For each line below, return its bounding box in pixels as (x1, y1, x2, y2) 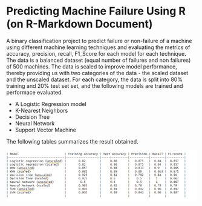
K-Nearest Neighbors (15, 107, 68, 114)
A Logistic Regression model (15, 100, 86, 107)
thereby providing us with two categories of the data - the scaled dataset (6, 69, 189, 76)
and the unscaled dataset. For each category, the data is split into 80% (6, 76, 183, 83)
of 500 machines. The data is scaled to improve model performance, (6, 62, 177, 70)
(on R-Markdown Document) (6, 17, 153, 31)
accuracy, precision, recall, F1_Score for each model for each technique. (6, 50, 186, 57)
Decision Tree (15, 113, 50, 121)
